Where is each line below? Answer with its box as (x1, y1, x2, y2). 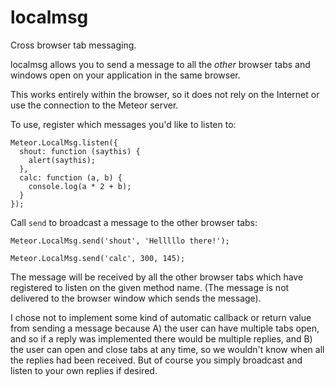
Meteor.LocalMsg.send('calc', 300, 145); (10, 253, 186, 263)
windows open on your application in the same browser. (10, 69, 241, 81)
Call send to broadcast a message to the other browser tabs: (10, 216, 258, 228)
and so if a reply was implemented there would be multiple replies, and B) (10, 332, 313, 345)
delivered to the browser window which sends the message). (10, 292, 262, 304)
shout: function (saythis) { (19, 146, 141, 156)
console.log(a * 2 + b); (28, 181, 132, 191)
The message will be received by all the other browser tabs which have (10, 271, 304, 283)
